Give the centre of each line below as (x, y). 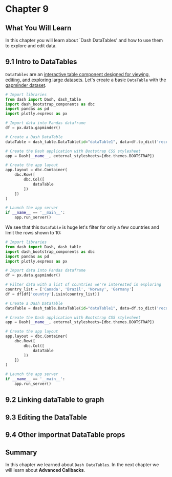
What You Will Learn (38, 28)
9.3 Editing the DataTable (46, 417)
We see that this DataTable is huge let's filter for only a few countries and (82, 227)
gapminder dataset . (26, 85)
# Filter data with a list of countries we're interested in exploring (83, 285)
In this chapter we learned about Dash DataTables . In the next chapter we (82, 464)
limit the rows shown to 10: (33, 233)
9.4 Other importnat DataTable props (65, 435)
